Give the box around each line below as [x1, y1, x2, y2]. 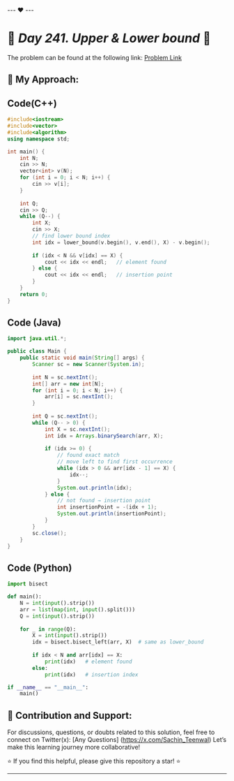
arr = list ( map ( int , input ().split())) [19, 606, 136, 613]
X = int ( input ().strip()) [32, 632, 108, 639]
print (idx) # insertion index [44, 671, 139, 678]
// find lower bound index [32, 233, 111, 240]
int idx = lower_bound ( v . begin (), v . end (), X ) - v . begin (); [32, 239, 210, 246]
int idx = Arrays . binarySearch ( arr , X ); [44, 432, 164, 439]
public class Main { [7, 348, 68, 355]
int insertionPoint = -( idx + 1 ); [56, 504, 157, 511]
